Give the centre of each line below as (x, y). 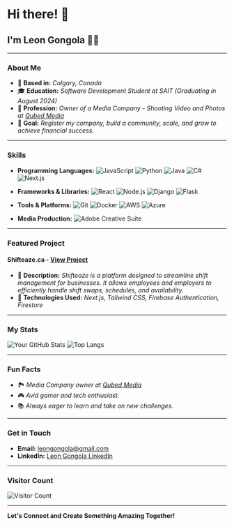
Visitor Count (30, 480)
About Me (24, 68)
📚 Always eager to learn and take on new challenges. (95, 406)
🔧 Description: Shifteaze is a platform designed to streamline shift (112, 275)
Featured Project (36, 243)
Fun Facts (24, 369)
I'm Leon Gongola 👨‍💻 (53, 40)
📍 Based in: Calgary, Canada (60, 83)
